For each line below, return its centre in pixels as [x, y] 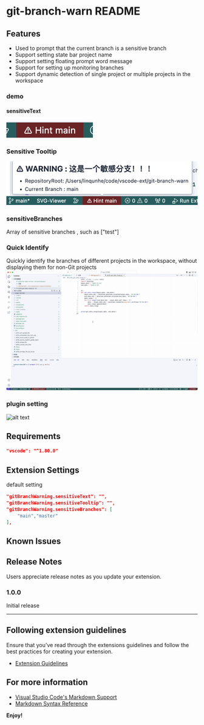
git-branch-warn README [73, 11]
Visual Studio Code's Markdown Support [66, 697]
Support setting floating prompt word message [73, 61]
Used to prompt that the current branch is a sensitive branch [91, 48]
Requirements [33, 436]
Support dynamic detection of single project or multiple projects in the [103, 74]
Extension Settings [43, 470]
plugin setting [27, 404]
